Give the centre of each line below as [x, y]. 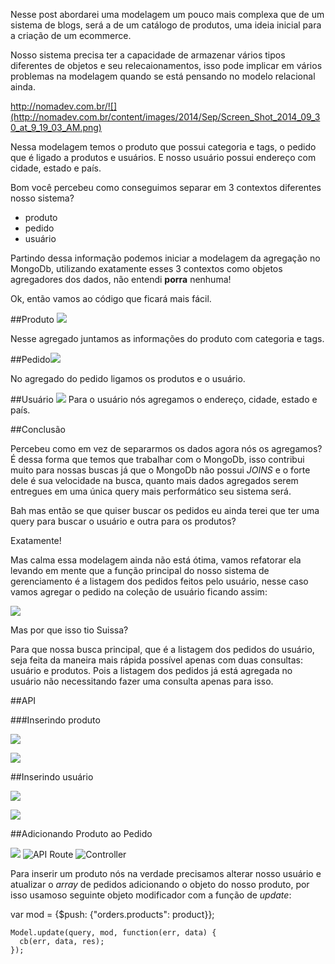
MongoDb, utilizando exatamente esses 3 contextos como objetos [146, 268]
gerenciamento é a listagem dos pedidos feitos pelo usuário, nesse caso [159, 581]
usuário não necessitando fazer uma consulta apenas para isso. [142, 681]
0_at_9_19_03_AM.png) [56, 127]
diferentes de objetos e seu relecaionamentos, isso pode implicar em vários [166, 65]
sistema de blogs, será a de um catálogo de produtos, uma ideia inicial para [166, 25]
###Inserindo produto [55, 720]
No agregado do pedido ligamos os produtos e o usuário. [128, 378]
